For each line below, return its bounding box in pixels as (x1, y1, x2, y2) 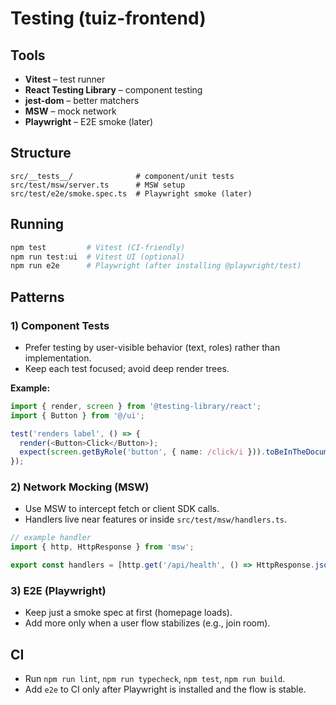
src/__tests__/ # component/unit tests (10, 171, 235, 181)
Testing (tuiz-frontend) (10, 7, 207, 30)
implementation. (24, 352, 92, 364)
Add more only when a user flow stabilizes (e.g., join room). (24, 617, 271, 629)
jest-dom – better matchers (24, 95, 140, 106)
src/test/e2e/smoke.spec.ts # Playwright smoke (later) (10, 188, 253, 199)
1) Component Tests (10, 318, 110, 332)
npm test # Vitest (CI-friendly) (10, 242, 186, 252)
